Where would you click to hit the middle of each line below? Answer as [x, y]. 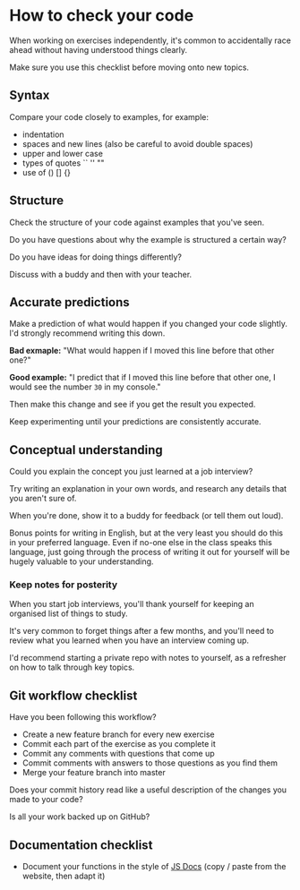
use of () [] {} [47, 172]
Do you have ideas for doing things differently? [95, 257]
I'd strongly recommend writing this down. [87, 333]
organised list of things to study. [69, 613]
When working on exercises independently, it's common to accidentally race [150, 40]
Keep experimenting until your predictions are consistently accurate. [135, 422]
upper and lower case [62, 153]
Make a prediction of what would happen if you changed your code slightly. [149, 324]
